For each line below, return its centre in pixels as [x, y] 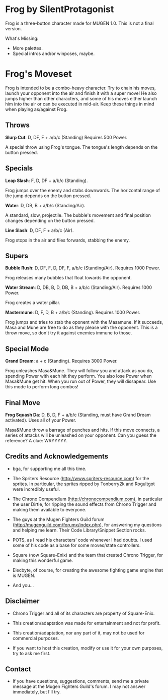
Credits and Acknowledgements [57, 457]
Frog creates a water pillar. [33, 303]
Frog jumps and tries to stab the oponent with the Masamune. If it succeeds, [84, 322]
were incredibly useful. [36, 489]
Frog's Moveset [38, 74]
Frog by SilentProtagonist [60, 9]
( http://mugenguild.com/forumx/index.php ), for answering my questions [87, 524]
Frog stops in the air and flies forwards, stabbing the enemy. [68, 240]
